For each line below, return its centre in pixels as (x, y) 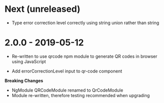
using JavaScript (29, 61)
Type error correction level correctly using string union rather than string (85, 23)
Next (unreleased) (43, 9)
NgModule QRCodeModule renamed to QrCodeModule (67, 90)
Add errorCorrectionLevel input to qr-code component (67, 71)
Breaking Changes (24, 80)
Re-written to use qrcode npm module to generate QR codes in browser (84, 56)
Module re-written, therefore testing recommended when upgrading (81, 95)
